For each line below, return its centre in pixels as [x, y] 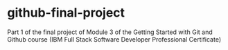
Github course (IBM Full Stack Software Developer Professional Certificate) [114, 39]
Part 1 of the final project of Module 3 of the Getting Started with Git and [110, 32]
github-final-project [66, 13]
